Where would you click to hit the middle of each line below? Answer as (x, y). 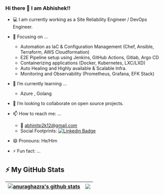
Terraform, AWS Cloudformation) (55, 52)
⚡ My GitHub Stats (35, 170)
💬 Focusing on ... (30, 37)
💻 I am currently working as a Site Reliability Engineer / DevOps (80, 19)
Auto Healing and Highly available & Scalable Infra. (73, 68)
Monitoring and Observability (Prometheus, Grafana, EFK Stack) (87, 74)
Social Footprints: (39, 131)
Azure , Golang (36, 93)
